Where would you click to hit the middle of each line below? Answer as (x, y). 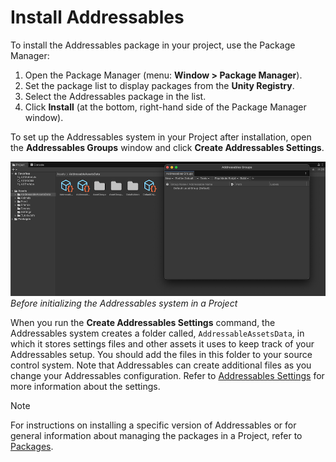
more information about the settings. (85, 386)
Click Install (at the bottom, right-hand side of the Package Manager (165, 107)
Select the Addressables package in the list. (115, 96)
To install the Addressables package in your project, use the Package (153, 45)
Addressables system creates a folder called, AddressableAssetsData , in (157, 333)
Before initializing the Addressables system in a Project (124, 303)
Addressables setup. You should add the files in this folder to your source (161, 354)
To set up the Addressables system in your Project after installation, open (161, 137)
